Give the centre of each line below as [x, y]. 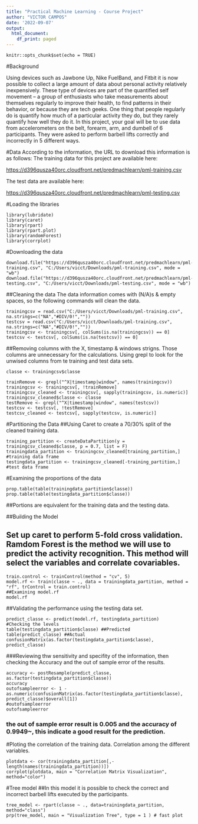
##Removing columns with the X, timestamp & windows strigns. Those [92, 348]
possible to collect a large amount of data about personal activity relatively [97, 84]
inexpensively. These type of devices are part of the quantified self [88, 90]
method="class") [26, 810]
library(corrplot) [29, 241]
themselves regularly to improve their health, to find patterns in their [89, 103]
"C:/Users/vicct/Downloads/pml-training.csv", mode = [113, 268]
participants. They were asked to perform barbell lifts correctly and [88, 134]
